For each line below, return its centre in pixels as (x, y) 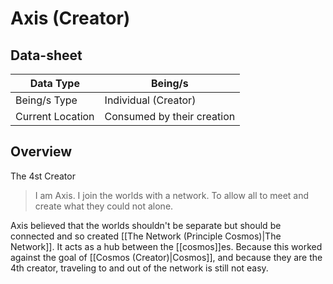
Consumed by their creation (170, 116)
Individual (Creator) (150, 100)
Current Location (55, 116)
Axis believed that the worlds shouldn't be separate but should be (146, 225)
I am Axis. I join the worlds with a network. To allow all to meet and (172, 195)
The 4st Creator (43, 176)
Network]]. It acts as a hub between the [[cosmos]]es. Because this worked (166, 246)
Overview (41, 152)
